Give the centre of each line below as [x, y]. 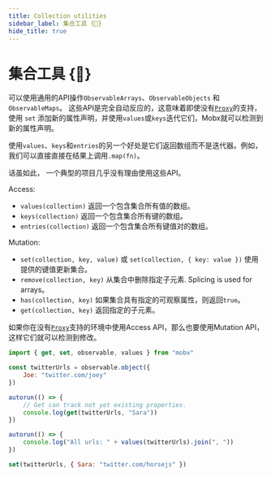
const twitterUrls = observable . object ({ [80, 368]
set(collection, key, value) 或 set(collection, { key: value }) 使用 [139, 259]
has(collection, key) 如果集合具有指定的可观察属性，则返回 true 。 [132, 300]
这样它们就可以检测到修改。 [55, 337]
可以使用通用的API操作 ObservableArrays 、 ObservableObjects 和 [114, 98]
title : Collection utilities [58, 16]
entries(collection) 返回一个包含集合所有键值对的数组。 [116, 226]
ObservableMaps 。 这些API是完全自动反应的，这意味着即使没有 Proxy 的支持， [135, 108]
